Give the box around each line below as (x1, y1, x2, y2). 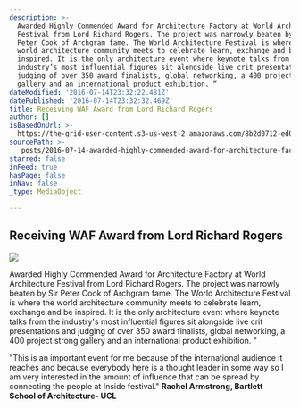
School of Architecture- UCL (9, 390, 117, 401)
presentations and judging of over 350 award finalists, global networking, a (9, 325, 286, 336)
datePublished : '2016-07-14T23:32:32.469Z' (9, 96, 174, 105)
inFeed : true (9, 162, 58, 171)
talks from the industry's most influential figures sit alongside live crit (9, 316, 263, 327)
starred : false (9, 154, 66, 163)
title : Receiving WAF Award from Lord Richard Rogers (9, 104, 214, 113)
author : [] (9, 112, 50, 121)
